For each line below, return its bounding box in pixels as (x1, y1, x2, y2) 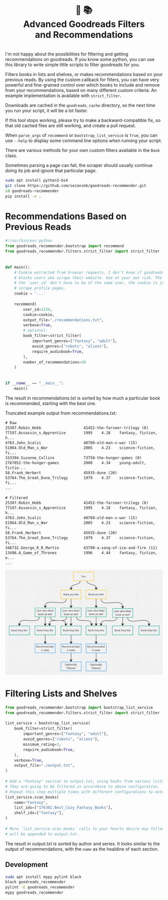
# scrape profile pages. (14, 286, 66, 291)
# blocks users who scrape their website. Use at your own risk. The (14, 275, 162, 280)
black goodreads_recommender (5, 879, 66, 884)
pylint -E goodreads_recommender (5, 885, 75, 890)
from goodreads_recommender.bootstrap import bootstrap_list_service (5, 705, 153, 710)
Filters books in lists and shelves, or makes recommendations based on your (5, 71, 163, 77)
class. (5, 152, 17, 158)
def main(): (5, 264, 30, 269)
